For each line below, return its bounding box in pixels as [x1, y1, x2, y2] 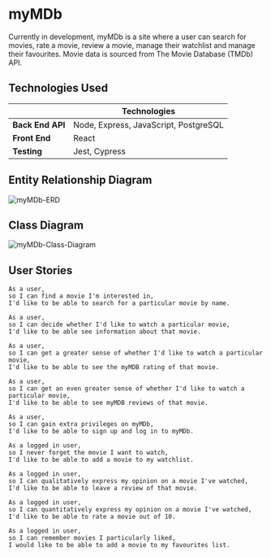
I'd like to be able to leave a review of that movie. [8, 485, 198, 493]
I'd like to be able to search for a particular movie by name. [8, 299, 230, 307]
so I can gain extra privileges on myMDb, [8, 420, 154, 429]
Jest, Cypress [72, 146, 126, 157]
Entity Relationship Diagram [8, 173, 153, 187]
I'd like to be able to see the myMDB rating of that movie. [8, 363, 220, 372]
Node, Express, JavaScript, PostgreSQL [72, 119, 225, 130]
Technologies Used [8, 81, 108, 95]
